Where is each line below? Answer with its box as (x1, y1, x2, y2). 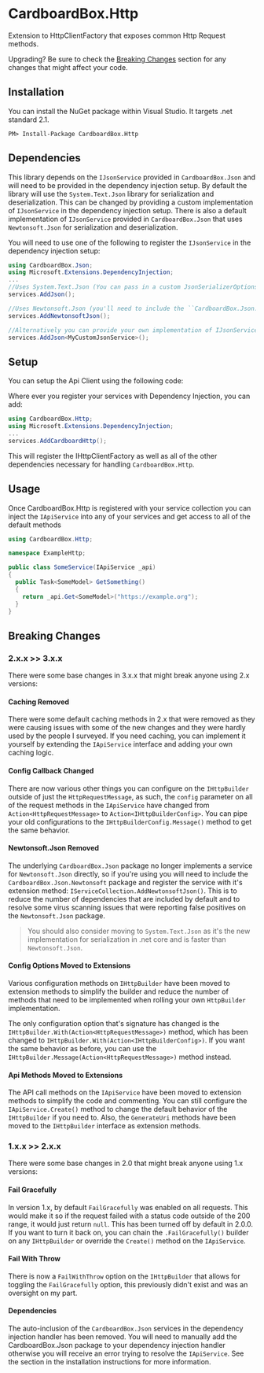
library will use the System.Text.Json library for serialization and (8, 189, 214, 198)
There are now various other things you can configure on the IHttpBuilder (8, 784, 250, 793)
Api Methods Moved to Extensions (8, 1070, 123, 1080)
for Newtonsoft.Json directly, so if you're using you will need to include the (8, 869, 249, 878)
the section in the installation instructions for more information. (8, 1357, 211, 1367)
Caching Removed (8, 697, 69, 707)
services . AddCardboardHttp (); (8, 437, 108, 445)
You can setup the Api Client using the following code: (8, 376, 184, 386)
